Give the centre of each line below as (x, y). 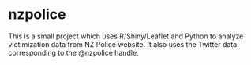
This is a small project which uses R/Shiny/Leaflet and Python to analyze (126, 36)
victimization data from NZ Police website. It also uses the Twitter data (123, 44)
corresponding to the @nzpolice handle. (74, 52)
